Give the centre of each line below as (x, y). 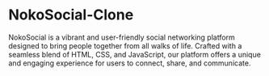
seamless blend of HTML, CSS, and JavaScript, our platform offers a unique (134, 54)
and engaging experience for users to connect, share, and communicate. (130, 63)
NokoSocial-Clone (71, 15)
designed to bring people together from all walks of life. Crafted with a (125, 45)
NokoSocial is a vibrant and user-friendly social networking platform (122, 37)
